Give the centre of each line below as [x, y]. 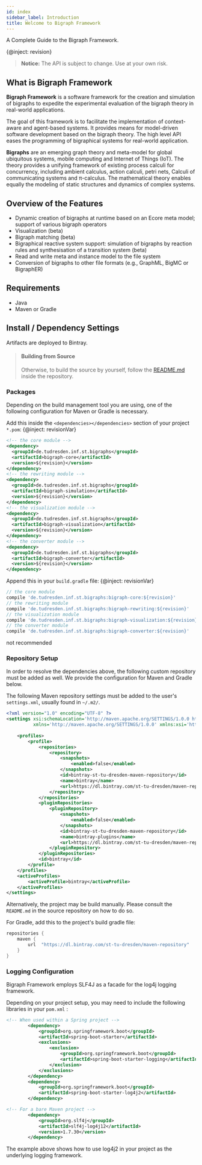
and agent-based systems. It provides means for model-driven [101, 128]
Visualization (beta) [39, 231]
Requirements [33, 288]
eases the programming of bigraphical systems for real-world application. [97, 141]
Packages [21, 391]
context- [175, 122]
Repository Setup [32, 658]
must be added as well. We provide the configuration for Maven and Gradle [99, 678]
